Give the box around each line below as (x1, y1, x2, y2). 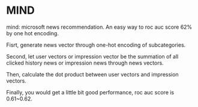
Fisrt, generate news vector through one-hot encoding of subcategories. (6, 41, 186, 48)
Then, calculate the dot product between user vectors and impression (6, 71, 179, 78)
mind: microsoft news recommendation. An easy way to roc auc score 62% (6, 23, 193, 30)
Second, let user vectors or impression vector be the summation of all (6, 53, 179, 60)
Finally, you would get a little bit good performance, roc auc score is (6, 88, 175, 96)
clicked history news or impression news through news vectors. (6, 59, 164, 66)
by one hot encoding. (6, 29, 59, 36)
